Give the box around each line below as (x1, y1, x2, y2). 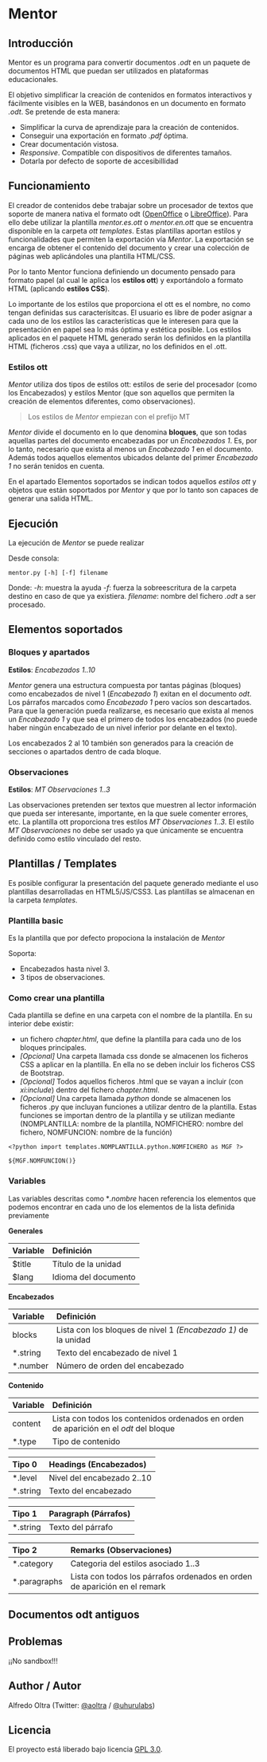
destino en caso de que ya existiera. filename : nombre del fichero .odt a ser (8, 591, 257, 600)
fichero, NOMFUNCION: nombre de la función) (19, 1127, 172, 1137)
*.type (12, 1436, 37, 1447)
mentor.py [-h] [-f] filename (8, 568, 109, 576)
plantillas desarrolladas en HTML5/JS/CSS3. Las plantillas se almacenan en (8, 887, 255, 896)
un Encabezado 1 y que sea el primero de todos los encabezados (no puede (8, 714, 258, 724)
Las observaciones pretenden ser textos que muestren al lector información (8, 800, 257, 809)
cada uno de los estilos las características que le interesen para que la (8, 316, 238, 325)
